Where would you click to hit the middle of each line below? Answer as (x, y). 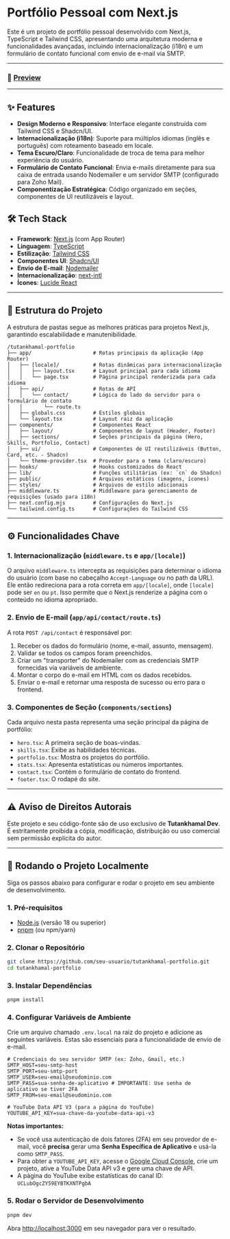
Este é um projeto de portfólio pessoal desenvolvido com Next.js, (99, 32)
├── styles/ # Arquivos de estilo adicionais (98, 484)
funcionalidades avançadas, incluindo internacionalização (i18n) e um (105, 46)
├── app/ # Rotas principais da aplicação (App (105, 353)
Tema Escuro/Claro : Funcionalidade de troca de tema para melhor (111, 153)
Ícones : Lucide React (47, 282)
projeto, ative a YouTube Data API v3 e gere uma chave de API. (106, 1168)
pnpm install (26, 1000)
